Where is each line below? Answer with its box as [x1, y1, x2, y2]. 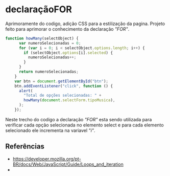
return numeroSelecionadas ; [18, 69, 79, 75]
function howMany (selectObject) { [5, 36, 79, 41]
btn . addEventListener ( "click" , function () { [14, 83, 113, 89]
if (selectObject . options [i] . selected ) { [23, 50, 113, 55]
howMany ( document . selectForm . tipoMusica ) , [23, 98, 115, 103]
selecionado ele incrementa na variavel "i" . [5, 127, 95, 134]
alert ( [18, 88, 33, 93]
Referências [5, 142, 45, 151]
